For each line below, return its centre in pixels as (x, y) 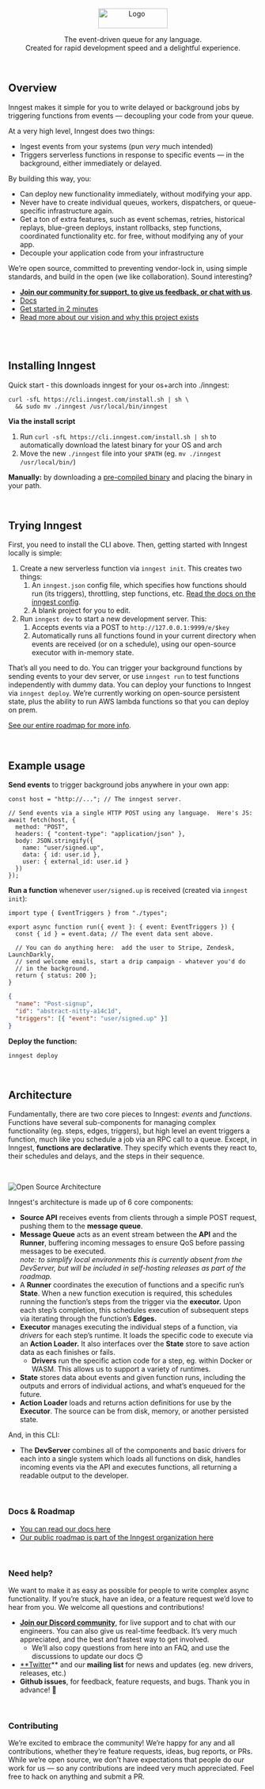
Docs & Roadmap (42, 1512)
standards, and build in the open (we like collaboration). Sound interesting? (131, 277)
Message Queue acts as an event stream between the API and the (128, 1234)
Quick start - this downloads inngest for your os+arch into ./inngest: (119, 385)
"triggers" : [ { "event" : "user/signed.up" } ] (92, 1018)
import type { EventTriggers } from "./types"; (88, 914)
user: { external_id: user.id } (76, 862)
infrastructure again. (81, 211)
